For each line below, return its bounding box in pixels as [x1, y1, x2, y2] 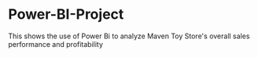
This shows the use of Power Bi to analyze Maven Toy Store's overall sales [8, 31, 250, 41]
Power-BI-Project [8, 5, 124, 23]
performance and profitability [8, 39, 104, 48]
